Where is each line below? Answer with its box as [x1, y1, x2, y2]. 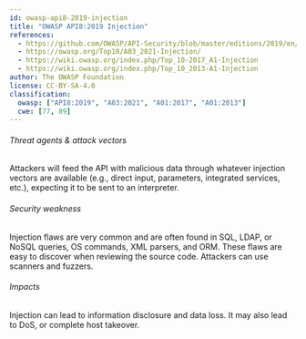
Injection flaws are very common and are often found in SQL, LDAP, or [9, 231, 273, 242]
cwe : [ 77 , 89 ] [17, 107, 71, 116]
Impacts [9, 282, 41, 293]
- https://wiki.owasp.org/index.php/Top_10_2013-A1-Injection [17, 65, 259, 74]
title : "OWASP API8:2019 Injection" [9, 22, 148, 31]
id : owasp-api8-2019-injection [9, 13, 128, 23]
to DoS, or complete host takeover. [9, 319, 140, 330]
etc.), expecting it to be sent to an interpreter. [9, 182, 179, 193]
